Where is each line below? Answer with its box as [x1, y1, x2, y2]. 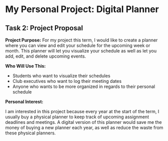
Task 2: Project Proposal [5, 24, 83, 32]
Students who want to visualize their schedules [12, 73, 111, 79]
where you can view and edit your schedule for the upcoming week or [5, 42, 150, 49]
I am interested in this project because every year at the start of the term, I [5, 109, 159, 114]
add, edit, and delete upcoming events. [5, 53, 87, 59]
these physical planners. [5, 130, 56, 136]
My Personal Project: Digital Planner [5, 4, 159, 15]
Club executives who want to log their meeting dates [12, 78, 122, 84]
